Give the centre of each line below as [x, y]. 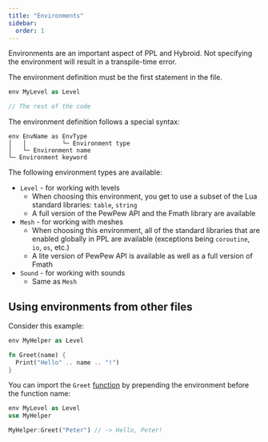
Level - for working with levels [70, 188]
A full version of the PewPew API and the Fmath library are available [144, 214]
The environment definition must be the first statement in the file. [115, 78]
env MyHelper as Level [46, 340]
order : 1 [30, 30]
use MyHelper [30, 416]
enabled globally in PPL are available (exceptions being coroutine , [141, 239]
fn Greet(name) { [37, 355]
